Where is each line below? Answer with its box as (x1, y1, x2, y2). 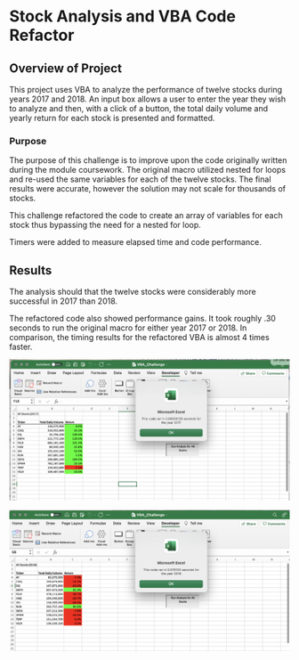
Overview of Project (9, 61, 123, 76)
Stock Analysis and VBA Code (9, 6, 236, 27)
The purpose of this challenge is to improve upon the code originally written (9, 155, 287, 166)
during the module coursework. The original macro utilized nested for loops (9, 165, 287, 175)
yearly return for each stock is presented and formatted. (9, 113, 215, 123)
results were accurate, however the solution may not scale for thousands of (9, 183, 287, 194)
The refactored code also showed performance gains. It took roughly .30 (9, 314, 276, 324)
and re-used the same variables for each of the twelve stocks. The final (9, 174, 271, 184)
